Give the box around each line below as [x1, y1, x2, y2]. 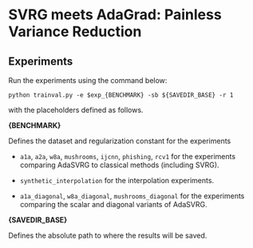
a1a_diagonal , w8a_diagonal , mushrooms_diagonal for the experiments [19, 191, 245, 201]
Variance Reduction [8, 22, 142, 41]
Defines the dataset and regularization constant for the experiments [8, 136, 231, 146]
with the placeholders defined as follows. [8, 106, 144, 114]
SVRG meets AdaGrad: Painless [8, 6, 222, 24]
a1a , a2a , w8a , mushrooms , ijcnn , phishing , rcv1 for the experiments [19, 152, 236, 161]
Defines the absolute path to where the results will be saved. [8, 230, 208, 240]
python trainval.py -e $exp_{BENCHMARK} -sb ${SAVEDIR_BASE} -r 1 [8, 91, 234, 99]
